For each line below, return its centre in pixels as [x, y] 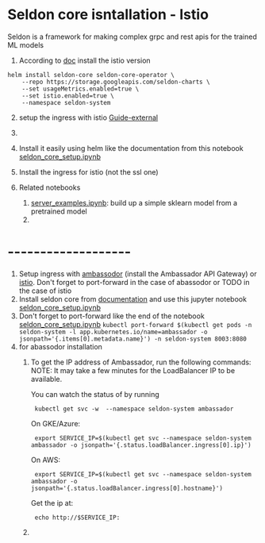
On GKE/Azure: [56, 423]
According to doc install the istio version [85, 60]
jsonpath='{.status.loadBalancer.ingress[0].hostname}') [127, 488]
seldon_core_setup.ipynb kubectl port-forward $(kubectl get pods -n [135, 324]
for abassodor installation [60, 346]
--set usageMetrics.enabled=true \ [81, 89]
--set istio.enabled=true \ [68, 96]
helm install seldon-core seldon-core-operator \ [91, 75]
